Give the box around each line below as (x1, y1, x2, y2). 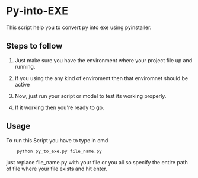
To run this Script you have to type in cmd (6, 136, 108, 144)
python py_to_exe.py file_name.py (17, 148, 102, 154)
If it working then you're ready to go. (14, 104, 104, 111)
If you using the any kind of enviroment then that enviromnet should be (14, 74, 189, 81)
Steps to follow (6, 41, 63, 51)
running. (14, 63, 36, 70)
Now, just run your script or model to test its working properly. (14, 92, 167, 99)
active (14, 81, 30, 88)
